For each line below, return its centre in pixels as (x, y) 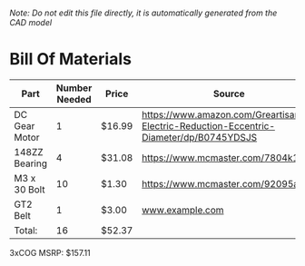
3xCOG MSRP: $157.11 (50, 252)
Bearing (31, 163)
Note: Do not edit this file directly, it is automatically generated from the (143, 13)
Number (74, 88)
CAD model (31, 22)
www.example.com (183, 210)
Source (229, 94)
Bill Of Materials (70, 59)
